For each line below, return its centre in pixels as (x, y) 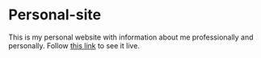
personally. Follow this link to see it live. (74, 45)
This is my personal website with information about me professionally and (131, 37)
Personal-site (55, 15)
